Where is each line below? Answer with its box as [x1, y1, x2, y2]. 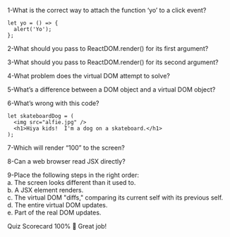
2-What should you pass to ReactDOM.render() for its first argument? [7, 44, 209, 52]
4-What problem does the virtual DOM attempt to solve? [7, 72, 171, 80]
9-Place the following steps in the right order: [7, 171, 140, 179]
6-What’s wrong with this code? [7, 99, 100, 107]
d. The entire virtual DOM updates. [7, 201, 108, 209]
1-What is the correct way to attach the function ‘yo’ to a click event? [7, 6, 207, 14]
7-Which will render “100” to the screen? [7, 144, 125, 152]
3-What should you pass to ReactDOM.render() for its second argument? [7, 58, 219, 66]
